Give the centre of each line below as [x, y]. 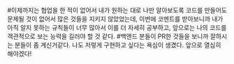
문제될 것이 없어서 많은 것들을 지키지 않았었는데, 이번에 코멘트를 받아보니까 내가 [115, 19]
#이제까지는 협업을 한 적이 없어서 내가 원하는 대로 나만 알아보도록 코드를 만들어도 [117, 10]
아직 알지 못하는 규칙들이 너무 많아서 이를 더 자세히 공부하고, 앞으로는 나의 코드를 [117, 27]
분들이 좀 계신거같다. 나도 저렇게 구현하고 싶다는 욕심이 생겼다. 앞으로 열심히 [118, 45]
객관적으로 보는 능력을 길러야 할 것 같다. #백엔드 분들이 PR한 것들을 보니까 [108, 36]
